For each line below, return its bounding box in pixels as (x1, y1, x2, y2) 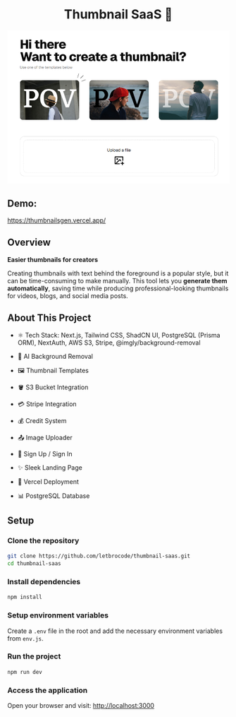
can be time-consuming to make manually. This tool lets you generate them (7, 276, 228, 285)
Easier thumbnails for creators (7, 255, 99, 263)
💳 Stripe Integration (17, 399, 77, 408)
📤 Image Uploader (17, 433, 73, 442)
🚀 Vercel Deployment (17, 477, 80, 486)
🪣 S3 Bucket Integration (17, 383, 89, 391)
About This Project (7, 312, 92, 324)
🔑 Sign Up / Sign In (17, 449, 73, 458)
